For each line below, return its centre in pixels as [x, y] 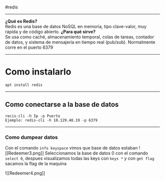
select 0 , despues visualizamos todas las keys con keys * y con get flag [80, 158]
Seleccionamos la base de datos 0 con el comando [96, 153]
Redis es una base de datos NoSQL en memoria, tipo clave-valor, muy [76, 26]
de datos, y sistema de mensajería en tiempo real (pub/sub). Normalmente [80, 42]
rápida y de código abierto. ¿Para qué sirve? [50, 32]
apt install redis [24, 85]
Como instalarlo [38, 72]
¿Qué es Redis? [21, 21]
